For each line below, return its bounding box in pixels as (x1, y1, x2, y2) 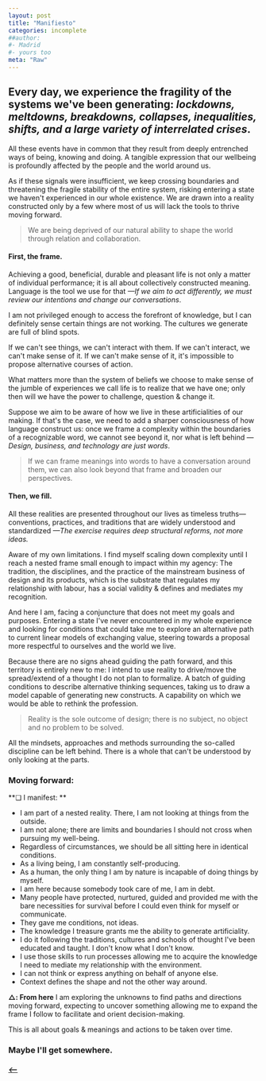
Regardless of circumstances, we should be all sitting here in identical (19, 842, 249, 851)
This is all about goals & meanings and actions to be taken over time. (8, 1025, 233, 1034)
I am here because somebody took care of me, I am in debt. (19, 884, 216, 894)
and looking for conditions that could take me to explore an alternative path (8, 625, 254, 634)
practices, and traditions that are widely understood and (52, 517, 236, 527)
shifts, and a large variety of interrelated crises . (8, 122, 252, 136)
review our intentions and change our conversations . (8, 295, 182, 304)
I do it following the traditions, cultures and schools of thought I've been (19, 935, 256, 944)
